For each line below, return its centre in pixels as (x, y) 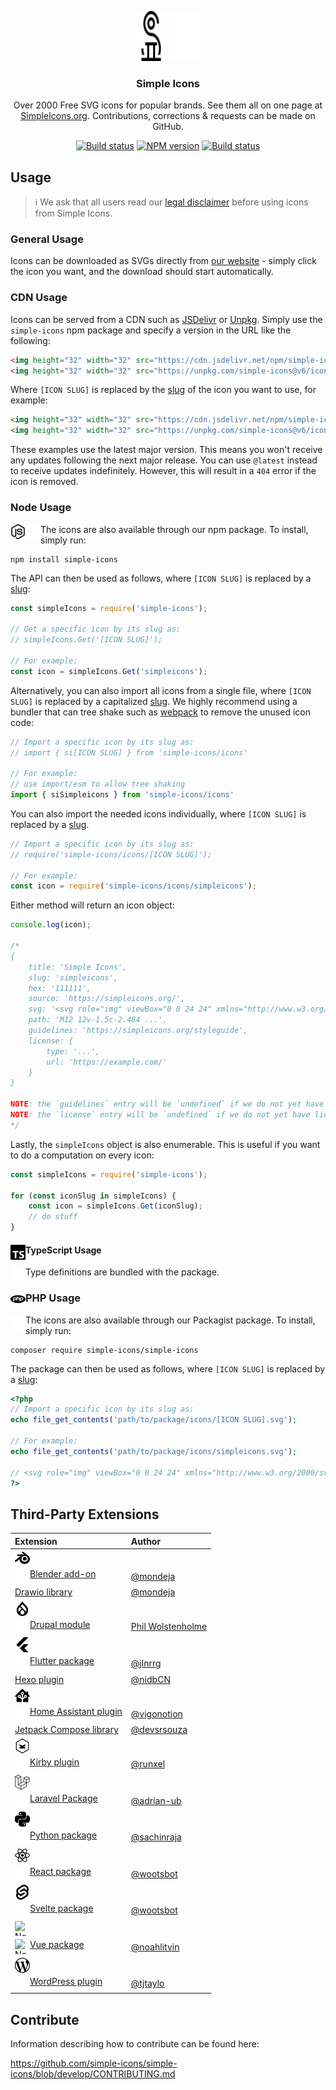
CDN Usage (39, 298)
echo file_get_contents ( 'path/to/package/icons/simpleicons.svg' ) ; (154, 1451)
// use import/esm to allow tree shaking (98, 784)
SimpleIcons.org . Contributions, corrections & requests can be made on (168, 116)
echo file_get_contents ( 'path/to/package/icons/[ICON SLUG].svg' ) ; (154, 1420)
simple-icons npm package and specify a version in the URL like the (151, 330)
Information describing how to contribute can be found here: (135, 2044)
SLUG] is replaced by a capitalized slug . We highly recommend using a (154, 701)
